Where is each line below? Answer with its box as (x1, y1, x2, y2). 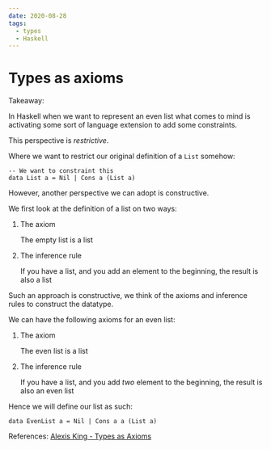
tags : (8, 19, 27, 27)
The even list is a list (19, 346, 89, 356)
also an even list (19, 386, 74, 396)
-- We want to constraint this (8, 167, 114, 175)
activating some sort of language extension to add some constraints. (8, 120, 237, 130)
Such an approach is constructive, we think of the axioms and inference (8, 291, 248, 300)
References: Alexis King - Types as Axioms (8, 431, 152, 441)
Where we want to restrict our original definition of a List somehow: (8, 151, 236, 162)
